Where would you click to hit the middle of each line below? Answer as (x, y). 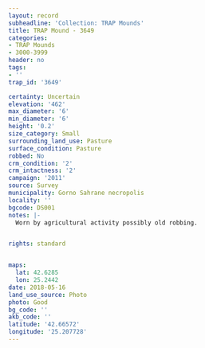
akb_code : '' (30, 317)
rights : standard (37, 244)
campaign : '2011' (37, 178)
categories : (28, 38)
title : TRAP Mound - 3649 (51, 30)
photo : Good (28, 302)
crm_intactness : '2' (43, 171)
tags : (17, 68)
